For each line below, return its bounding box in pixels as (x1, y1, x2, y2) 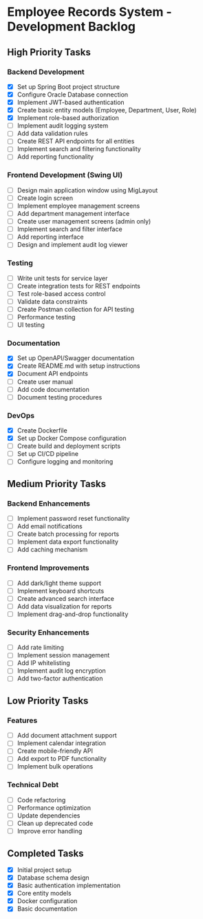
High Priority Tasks (7, 46, 91, 58)
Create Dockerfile (17, 426, 67, 435)
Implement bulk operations (17, 762, 94, 771)
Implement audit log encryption (17, 666, 107, 675)
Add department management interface (17, 209, 130, 217)
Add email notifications (17, 522, 83, 531)
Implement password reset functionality (17, 515, 130, 522)
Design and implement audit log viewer (17, 241, 128, 249)
